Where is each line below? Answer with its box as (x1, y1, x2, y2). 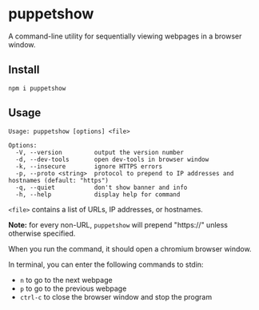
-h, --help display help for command (15, 190, 181, 199)
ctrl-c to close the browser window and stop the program (19, 292, 213, 301)
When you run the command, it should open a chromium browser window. (8, 244, 252, 253)
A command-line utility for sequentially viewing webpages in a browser (8, 31, 242, 41)
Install (8, 63, 40, 77)
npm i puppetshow (8, 84, 66, 92)
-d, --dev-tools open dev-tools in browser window (15, 155, 209, 163)
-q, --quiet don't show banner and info (15, 183, 188, 191)
